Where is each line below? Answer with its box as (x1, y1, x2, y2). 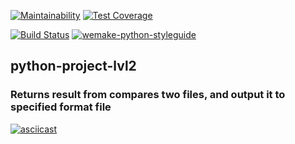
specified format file (10, 100, 112, 114)
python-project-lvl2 (10, 58, 137, 75)
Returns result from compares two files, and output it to (10, 88, 286, 102)
